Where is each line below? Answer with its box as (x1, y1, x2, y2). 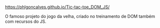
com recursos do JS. (5, 19, 47, 24)
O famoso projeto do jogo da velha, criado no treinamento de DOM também (5, 14, 156, 19)
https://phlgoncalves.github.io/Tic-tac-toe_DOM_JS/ (5, 4, 110, 10)
